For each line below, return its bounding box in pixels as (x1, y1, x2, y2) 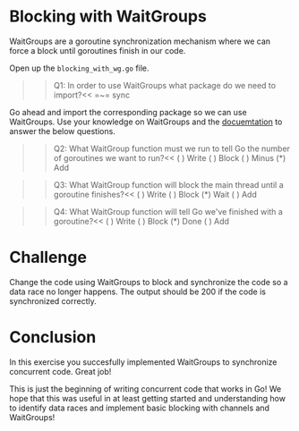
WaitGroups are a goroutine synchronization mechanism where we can (9, 36, 271, 46)
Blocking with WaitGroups (9, 6, 208, 27)
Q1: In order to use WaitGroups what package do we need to (53, 80, 276, 90)
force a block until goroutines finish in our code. (9, 45, 186, 55)
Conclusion (9, 327, 97, 348)
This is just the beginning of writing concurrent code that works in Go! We (9, 383, 282, 394)
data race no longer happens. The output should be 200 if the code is (9, 286, 267, 297)
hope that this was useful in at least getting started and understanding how (9, 393, 286, 403)
